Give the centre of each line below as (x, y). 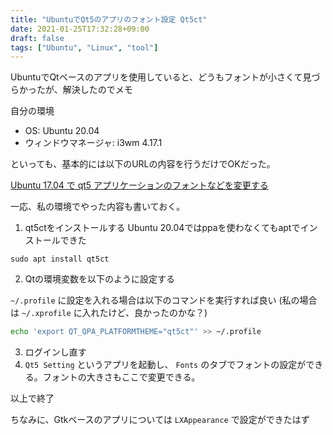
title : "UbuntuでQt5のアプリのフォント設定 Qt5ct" (109, 19)
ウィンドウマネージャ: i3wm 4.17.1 (93, 143)
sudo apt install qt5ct (60, 259)
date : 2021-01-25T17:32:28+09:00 (80, 29)
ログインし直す (55, 352)
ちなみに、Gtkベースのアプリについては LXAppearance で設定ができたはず (160, 420)
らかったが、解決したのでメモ (71, 90)
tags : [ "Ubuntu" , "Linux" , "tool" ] (84, 47)
